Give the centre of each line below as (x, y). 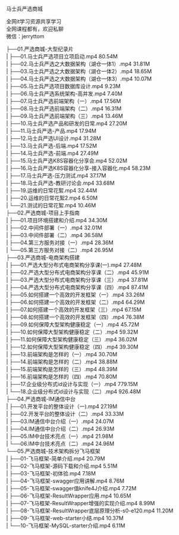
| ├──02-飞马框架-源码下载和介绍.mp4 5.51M (62, 466)
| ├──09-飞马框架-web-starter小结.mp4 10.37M (65, 518)
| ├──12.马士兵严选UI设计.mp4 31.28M (54, 138)
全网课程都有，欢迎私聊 (35, 29)
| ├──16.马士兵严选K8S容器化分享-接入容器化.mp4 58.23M (78, 168)
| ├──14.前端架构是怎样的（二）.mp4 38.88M (62, 362)
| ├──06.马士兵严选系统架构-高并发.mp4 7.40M (65, 94)
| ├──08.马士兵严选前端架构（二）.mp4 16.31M (64, 108)
